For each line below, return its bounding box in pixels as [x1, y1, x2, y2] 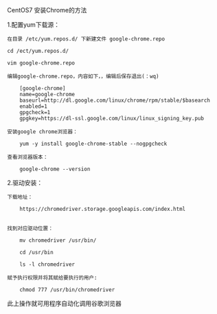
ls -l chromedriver [19, 261, 76, 268]
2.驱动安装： [7, 179, 43, 187]
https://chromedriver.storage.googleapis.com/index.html [19, 205, 186, 212]
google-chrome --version [19, 166, 91, 172]
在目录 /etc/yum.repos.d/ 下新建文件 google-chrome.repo [7, 36, 165, 43]
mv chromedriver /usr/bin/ [19, 237, 97, 244]
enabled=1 [19, 103, 48, 110]
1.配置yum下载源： [7, 21, 60, 29]
